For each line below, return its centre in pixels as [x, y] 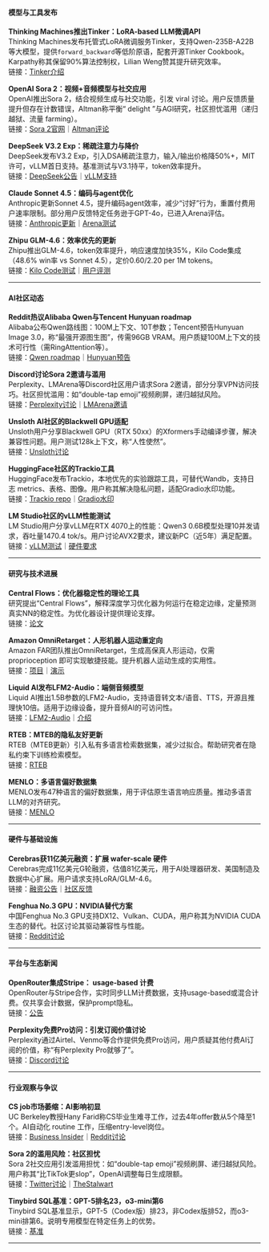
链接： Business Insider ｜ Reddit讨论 [67, 1137]
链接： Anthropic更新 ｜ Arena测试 [62, 223]
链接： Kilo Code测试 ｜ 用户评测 [60, 271]
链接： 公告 [26, 1013]
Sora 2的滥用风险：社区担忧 [54, 1154]
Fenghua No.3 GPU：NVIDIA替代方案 [70, 905]
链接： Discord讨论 [39, 1060]
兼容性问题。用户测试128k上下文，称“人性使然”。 [89, 442]
